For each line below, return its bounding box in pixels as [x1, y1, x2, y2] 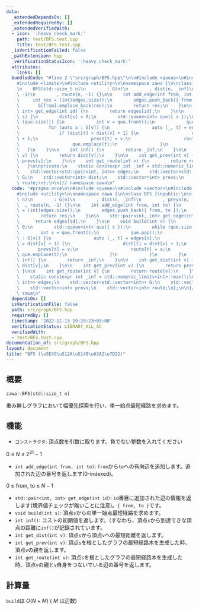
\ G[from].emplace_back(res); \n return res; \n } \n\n [17, 102, 192, 109]
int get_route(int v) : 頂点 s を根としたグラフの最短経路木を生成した [14, 554, 183, 561]
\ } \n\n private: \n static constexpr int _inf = [17, 163, 150, 169]
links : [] [17, 69, 41, 75]
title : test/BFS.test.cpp [17, 42, 81, 48]
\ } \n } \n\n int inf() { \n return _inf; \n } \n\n [17, 147, 187, 153]
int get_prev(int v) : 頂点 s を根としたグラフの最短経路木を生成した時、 [14, 539, 191, 546]
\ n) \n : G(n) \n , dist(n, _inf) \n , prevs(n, [17, 197, 190, 203]
